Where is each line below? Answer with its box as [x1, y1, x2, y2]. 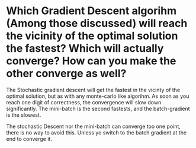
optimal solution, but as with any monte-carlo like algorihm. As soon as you [6, 93, 189, 100]
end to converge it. [6, 135, 52, 142]
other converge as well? [6, 67, 127, 80]
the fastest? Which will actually [6, 42, 164, 55]
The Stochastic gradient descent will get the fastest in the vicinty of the [6, 86, 181, 93]
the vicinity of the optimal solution [6, 29, 178, 42]
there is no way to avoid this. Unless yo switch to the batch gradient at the [6, 129, 187, 136]
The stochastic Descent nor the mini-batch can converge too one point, [6, 123, 181, 130]
